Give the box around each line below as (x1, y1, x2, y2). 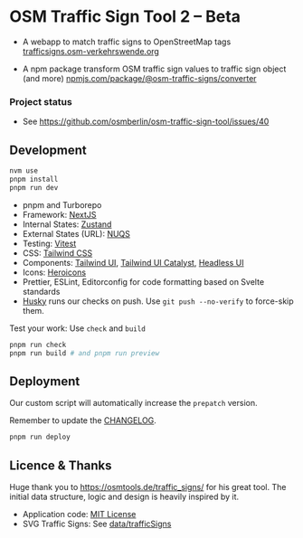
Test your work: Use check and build (9, 323, 147, 334)
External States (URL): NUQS (22, 228, 131, 239)
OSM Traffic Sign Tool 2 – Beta (9, 6, 241, 27)
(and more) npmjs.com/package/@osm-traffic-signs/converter (22, 72, 257, 83)
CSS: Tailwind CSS (22, 247, 93, 259)
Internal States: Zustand (22, 219, 112, 230)
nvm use (9, 166, 39, 175)
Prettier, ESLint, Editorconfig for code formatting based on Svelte (22, 276, 265, 287)
